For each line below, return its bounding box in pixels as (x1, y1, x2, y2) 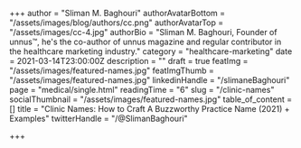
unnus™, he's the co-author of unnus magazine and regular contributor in (9, 36, 282, 47)
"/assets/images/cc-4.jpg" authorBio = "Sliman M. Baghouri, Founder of (9, 27, 277, 37)
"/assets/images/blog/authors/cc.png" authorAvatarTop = (9, 17, 224, 28)
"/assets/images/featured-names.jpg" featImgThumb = (9, 65, 214, 76)
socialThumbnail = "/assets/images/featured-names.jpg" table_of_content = (9, 94, 292, 105)
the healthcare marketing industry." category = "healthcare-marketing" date (9, 46, 293, 57)
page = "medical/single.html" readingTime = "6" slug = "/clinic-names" (9, 85, 275, 95)
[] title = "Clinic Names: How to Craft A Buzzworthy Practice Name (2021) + (9, 104, 290, 114)
